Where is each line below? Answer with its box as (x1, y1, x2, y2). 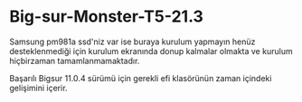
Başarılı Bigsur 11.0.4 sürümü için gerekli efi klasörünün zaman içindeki (9, 72, 272, 83)
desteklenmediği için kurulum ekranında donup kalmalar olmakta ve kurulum (9, 45, 293, 56)
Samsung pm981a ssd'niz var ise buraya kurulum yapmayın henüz (9, 36, 256, 47)
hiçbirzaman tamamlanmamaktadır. (9, 55, 140, 66)
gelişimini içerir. (9, 82, 68, 93)
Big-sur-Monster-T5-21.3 (9, 6, 203, 27)
